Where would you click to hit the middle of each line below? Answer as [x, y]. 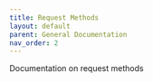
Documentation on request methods [76, 68]
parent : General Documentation [68, 34]
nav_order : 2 [34, 43]
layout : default [40, 26]
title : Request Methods [54, 18]
